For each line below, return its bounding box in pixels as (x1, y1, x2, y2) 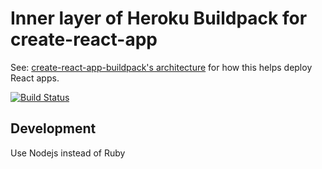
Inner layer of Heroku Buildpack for (10, 7, 308, 30)
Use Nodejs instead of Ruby (10, 147, 126, 159)
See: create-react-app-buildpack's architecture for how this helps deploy (10, 61, 313, 73)
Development (10, 120, 97, 137)
